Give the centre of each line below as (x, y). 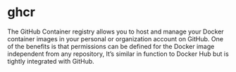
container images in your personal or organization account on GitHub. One (116, 38)
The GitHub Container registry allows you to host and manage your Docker (116, 31)
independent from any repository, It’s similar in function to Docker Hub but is (118, 54)
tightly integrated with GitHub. (51, 61)
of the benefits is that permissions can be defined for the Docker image (111, 46)
